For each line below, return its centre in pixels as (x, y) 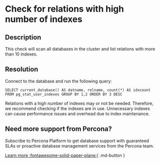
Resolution (22, 69)
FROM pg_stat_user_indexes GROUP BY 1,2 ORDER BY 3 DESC (64, 94)
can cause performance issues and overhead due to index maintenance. (77, 113)
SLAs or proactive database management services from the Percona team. (80, 146)
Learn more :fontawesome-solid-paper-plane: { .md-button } (65, 155)
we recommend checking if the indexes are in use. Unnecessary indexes (78, 109)
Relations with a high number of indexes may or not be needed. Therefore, (79, 103)
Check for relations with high (64, 9)
